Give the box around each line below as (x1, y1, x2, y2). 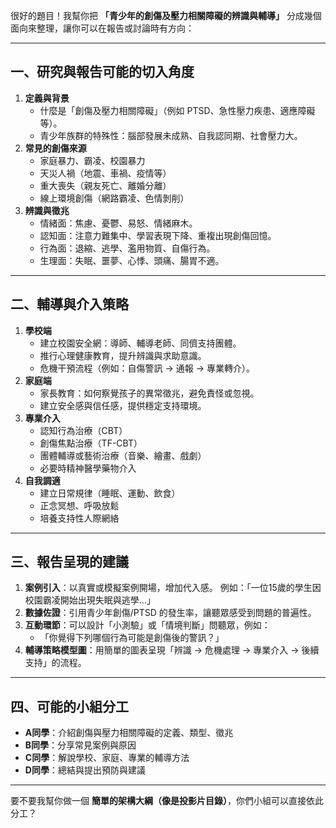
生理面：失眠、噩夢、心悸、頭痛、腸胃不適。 (39, 254, 225, 266)
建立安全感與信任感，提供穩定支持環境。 (39, 399, 207, 411)
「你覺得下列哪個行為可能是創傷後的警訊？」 (39, 632, 225, 644)
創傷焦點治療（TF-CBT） (39, 437, 143, 449)
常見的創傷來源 (24, 142, 87, 154)
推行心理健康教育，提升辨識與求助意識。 (39, 349, 207, 361)
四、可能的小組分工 (10, 698, 129, 715)
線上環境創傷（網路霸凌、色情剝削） (39, 192, 190, 204)
